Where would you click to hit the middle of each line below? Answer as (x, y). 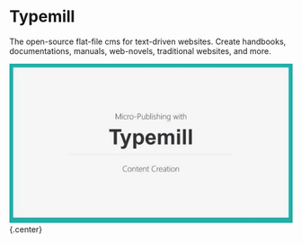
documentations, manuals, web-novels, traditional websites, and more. (140, 50)
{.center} (26, 229)
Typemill (42, 17)
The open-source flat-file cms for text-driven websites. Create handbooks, (148, 41)
